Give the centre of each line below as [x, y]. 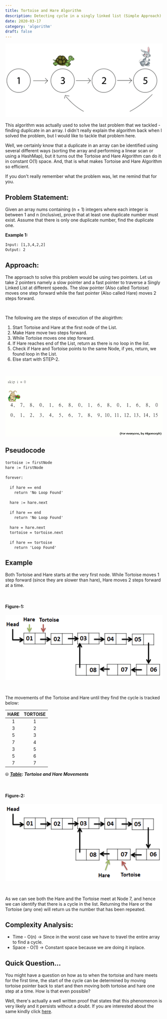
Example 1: [17, 235]
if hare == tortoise [31, 542]
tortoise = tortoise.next [37, 532]
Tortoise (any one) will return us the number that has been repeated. [75, 909]
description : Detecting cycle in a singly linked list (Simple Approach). [84, 16]
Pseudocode [25, 450]
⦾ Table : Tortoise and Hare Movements [47, 774]
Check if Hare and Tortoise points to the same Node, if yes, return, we [84, 349]
